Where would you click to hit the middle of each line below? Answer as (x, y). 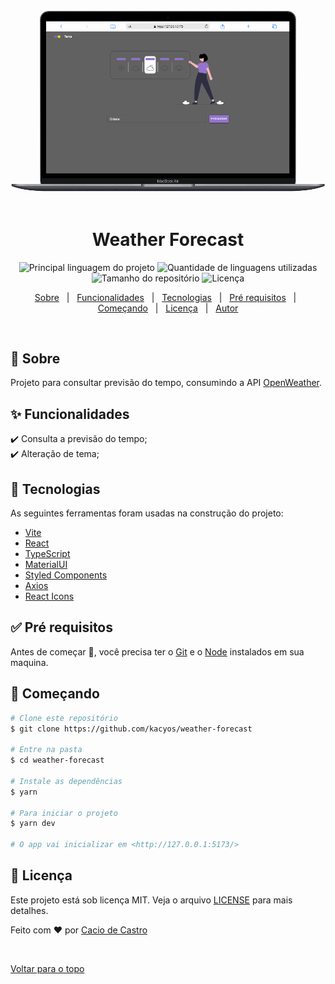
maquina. (29, 662)
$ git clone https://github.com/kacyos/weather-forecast (131, 729)
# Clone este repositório (64, 718)
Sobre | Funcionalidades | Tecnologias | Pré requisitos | (165, 297)
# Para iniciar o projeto (64, 813)
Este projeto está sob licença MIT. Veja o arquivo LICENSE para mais (151, 900)
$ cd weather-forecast (57, 760)
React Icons (49, 596)
